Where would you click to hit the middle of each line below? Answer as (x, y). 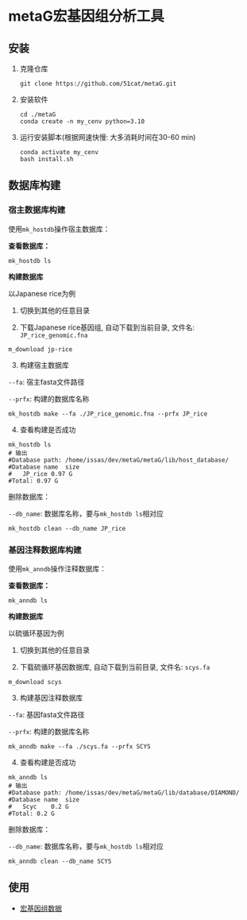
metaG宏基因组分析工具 (86, 16)
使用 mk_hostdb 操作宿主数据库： (59, 229)
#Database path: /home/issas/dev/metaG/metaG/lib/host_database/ (118, 460)
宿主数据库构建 (37, 210)
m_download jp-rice (41, 349)
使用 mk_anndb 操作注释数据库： (58, 568)
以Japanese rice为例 (42, 293)
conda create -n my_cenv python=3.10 (82, 122)
